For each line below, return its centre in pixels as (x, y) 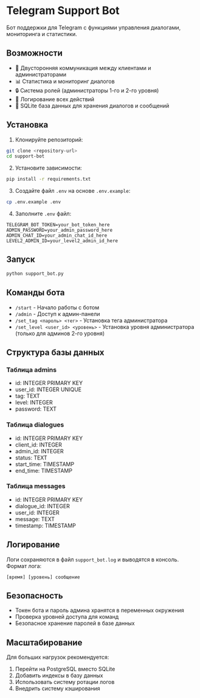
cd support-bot (26, 156)
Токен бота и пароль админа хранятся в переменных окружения (99, 610)
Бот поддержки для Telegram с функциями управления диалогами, (94, 27)
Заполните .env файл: (43, 214)
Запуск (21, 260)
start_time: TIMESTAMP (45, 464)
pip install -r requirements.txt (49, 179)
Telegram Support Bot (63, 11)
